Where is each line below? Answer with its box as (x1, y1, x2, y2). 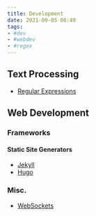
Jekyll (17, 161, 35, 169)
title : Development (7, 10, 64, 17)
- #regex (7, 43, 33, 49)
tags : (7, 23, 23, 30)
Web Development (7, 107, 89, 119)
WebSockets (17, 201, 54, 210)
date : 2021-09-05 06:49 (7, 17, 77, 24)
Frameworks (7, 128, 51, 138)
